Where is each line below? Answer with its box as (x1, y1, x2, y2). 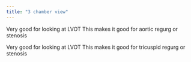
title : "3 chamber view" (6, 8, 68, 15)
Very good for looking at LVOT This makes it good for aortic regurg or (6, 25, 178, 33)
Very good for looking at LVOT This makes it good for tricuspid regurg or (6, 43, 186, 51)
